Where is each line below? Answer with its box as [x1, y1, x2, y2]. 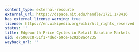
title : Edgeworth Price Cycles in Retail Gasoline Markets [5, 30, 130, 35]
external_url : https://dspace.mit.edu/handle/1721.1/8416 [5, 12, 128, 17]
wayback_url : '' [5, 40, 39, 45]
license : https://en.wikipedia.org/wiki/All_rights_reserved [5, 21, 135, 26]
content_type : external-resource [5, 7, 74, 12]
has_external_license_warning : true [5, 16, 81, 21]
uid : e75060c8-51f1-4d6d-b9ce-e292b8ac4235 [5, 35, 97, 40]
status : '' [5, 26, 28, 31]
